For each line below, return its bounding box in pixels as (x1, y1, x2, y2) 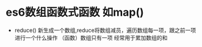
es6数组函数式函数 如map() (5, 5, 144, 19)
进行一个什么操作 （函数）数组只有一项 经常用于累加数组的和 (14, 34, 168, 41)
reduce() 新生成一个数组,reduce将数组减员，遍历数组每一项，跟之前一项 (14, 27, 197, 34)
